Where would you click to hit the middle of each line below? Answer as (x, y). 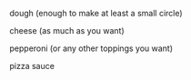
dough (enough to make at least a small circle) (96, 13)
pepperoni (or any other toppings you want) (91, 48)
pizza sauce (32, 66)
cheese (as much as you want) (67, 30)
